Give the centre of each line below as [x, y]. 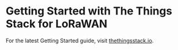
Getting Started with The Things [89, 11]
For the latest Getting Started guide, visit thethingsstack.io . [80, 40]
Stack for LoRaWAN [57, 24]
